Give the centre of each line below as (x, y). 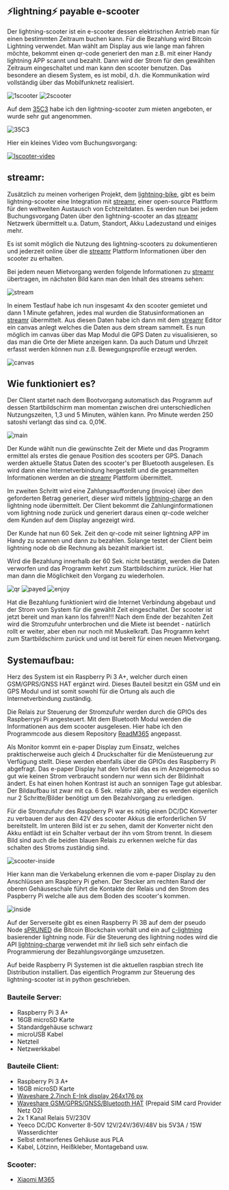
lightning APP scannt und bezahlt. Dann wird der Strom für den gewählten (111, 60)
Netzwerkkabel (38, 1049)
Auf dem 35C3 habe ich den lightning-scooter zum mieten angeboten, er (110, 109)
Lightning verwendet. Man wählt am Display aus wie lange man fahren (106, 46)
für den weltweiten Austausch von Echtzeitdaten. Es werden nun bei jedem (113, 208)
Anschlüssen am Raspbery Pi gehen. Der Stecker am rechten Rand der (107, 882)
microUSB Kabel (40, 1034)
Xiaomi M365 (36, 1180)
